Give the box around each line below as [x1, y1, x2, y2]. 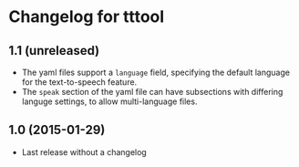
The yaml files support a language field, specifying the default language [21, 67, 291, 78]
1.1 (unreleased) [8, 43, 100, 58]
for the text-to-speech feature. [21, 77, 138, 88]
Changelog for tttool [8, 6, 165, 27]
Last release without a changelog [21, 146, 147, 157]
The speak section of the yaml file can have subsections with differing [21, 87, 284, 97]
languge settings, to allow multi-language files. [21, 96, 198, 107]
